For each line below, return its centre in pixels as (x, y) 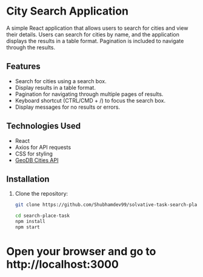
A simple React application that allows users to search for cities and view (97, 28)
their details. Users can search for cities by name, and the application (93, 34)
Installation (28, 179)
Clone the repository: (42, 194)
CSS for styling (34, 154)
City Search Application (68, 11)
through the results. (31, 47)
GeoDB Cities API (37, 160)
